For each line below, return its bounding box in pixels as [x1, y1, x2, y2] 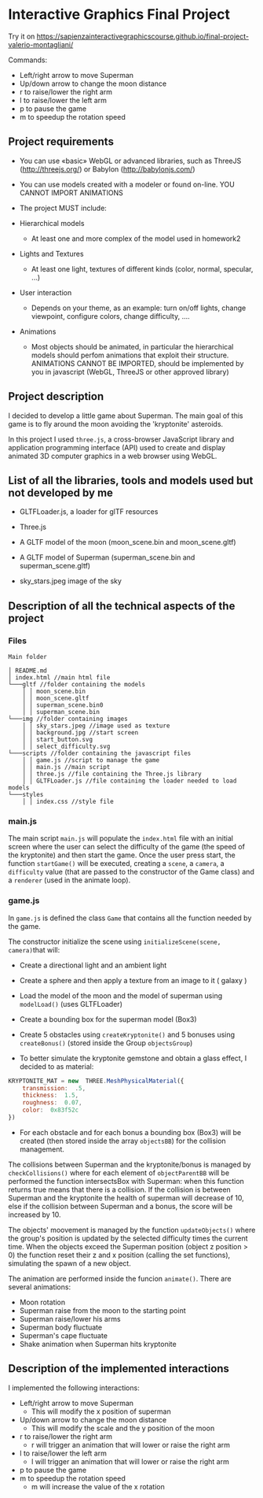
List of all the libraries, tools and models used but [8, 474, 254, 487]
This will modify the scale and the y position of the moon [31, 1423, 215, 1433]
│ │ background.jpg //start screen [22, 729, 139, 737]
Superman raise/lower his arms [19, 1314, 121, 1323]
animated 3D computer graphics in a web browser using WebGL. [8, 451, 217, 460]
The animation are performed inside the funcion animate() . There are [8, 1274, 232, 1283]
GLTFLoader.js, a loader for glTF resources [19, 507, 159, 516]
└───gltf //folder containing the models [8, 681, 146, 689]
